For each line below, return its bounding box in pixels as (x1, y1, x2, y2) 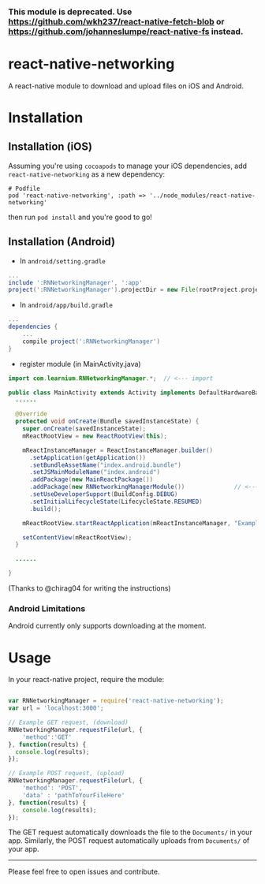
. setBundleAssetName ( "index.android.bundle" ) (28, 461, 181, 469)
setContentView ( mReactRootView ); (22, 533, 132, 542)
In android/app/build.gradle (19, 300, 113, 310)
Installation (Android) (8, 235, 116, 248)
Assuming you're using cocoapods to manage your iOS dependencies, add (8, 161, 247, 170)
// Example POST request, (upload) (8, 770, 125, 778)
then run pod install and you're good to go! (8, 212, 152, 222)
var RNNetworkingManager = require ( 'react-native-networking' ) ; (8, 697, 224, 705)
